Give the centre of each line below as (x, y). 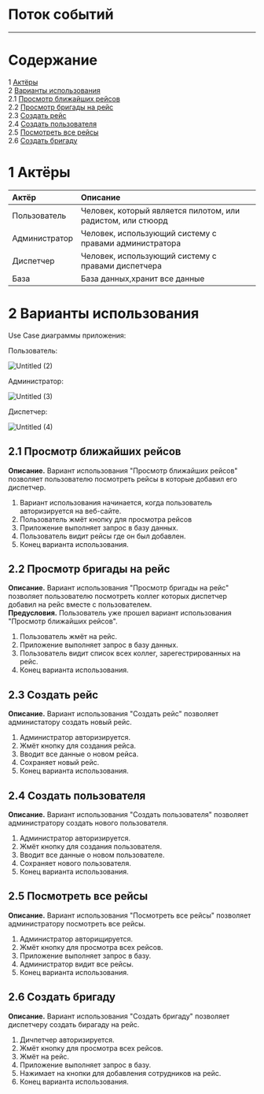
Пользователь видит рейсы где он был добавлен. (103, 536)
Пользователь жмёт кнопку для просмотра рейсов (106, 519)
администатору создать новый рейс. (70, 723)
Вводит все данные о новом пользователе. (92, 855)
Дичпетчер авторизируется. (67, 1040)
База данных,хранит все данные (143, 279)
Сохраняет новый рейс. (59, 763)
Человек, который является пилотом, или (160, 210)
